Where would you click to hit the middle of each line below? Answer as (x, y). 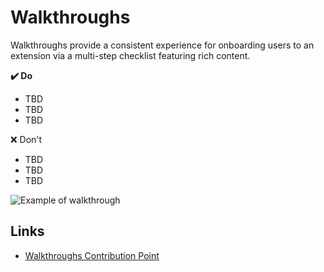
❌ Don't (26, 139)
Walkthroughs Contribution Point (92, 255)
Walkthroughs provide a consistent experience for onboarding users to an (162, 45)
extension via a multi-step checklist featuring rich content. (130, 55)
